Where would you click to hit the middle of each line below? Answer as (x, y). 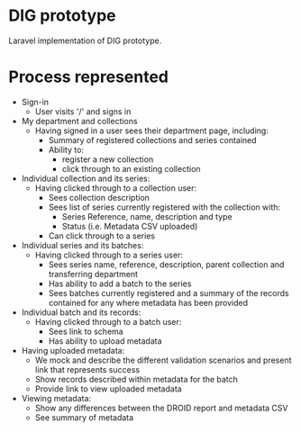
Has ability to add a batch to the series (120, 283)
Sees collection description (99, 197)
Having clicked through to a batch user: (108, 321)
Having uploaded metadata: (73, 350)
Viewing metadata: (56, 398)
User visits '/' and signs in (83, 111)
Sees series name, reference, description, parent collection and (166, 264)
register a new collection (108, 159)
